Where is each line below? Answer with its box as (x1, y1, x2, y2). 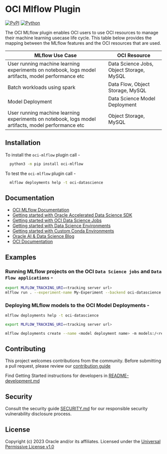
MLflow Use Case (34, 52, 77, 59)
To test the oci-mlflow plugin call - (5, 170, 76, 176)
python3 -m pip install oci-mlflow (9, 161, 83, 166)
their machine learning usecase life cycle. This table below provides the (5, 35, 152, 41)
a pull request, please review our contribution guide (5, 363, 111, 369)
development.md (5, 378, 40, 384)
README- (108, 373, 129, 378)
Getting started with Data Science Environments (12, 223, 111, 229)
